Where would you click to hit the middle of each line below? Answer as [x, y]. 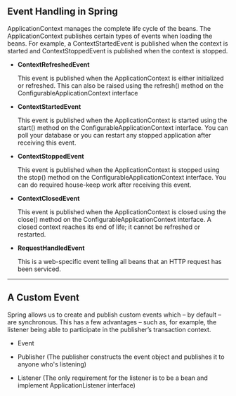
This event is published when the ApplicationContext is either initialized [120, 78]
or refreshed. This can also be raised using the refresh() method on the [120, 85]
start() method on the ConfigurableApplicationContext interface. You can [123, 127]
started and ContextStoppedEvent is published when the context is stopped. [118, 51]
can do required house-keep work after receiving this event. [104, 185]
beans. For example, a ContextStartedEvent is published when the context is [118, 43]
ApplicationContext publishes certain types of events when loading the [110, 36]
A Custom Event [43, 298]
